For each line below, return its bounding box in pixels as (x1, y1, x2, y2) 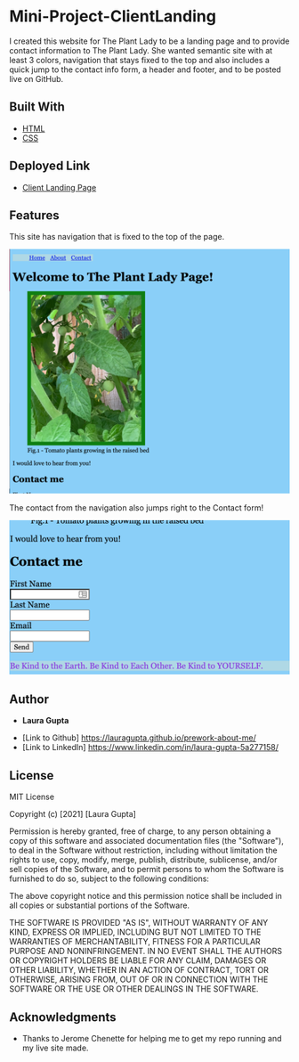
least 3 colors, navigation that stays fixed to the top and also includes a (9, 54, 270, 65)
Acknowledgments (9, 1009, 117, 1025)
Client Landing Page (21, 182, 97, 192)
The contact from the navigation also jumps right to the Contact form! (9, 502, 264, 513)
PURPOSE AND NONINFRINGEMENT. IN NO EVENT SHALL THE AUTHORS (9, 946, 283, 957)
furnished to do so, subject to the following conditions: (9, 873, 209, 884)
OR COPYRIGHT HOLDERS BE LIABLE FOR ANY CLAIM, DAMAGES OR (9, 955, 267, 966)
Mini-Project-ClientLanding (9, 6, 216, 27)
